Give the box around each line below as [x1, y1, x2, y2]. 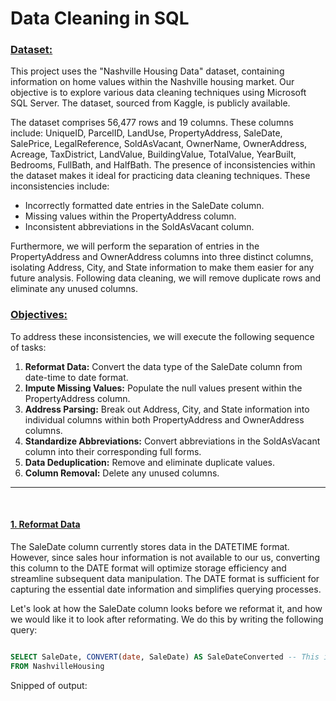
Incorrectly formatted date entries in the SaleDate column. [24, 200, 265, 212]
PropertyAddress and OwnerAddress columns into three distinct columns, [10, 251, 314, 263]
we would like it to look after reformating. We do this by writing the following [10, 613, 324, 625]
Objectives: [10, 308, 68, 322]
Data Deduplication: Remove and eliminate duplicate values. [24, 456, 276, 468]
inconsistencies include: [10, 180, 110, 192]
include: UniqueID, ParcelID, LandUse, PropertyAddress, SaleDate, [10, 127, 283, 139]
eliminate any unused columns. [10, 283, 138, 295]
